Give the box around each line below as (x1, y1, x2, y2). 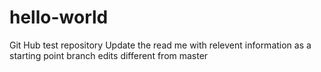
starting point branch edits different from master (9, 49, 209, 61)
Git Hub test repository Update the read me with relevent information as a (9, 39, 312, 51)
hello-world (9, 6, 109, 29)
